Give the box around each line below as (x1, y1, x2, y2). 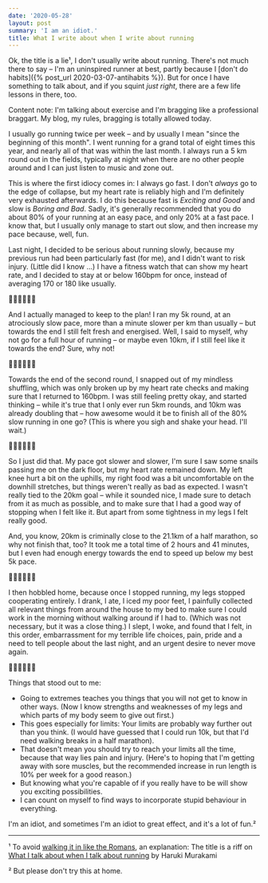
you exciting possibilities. (19, 787, 103, 797)
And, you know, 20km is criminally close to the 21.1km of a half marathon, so (8, 532, 258, 541)
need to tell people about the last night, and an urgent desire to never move (8, 639, 256, 648)
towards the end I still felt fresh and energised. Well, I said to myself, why (8, 327, 249, 336)
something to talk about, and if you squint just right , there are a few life (8, 81, 241, 91)
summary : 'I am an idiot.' (8, 26, 98, 34)
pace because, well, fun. (8, 229, 89, 240)
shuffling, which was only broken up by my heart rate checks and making (8, 383, 250, 393)
